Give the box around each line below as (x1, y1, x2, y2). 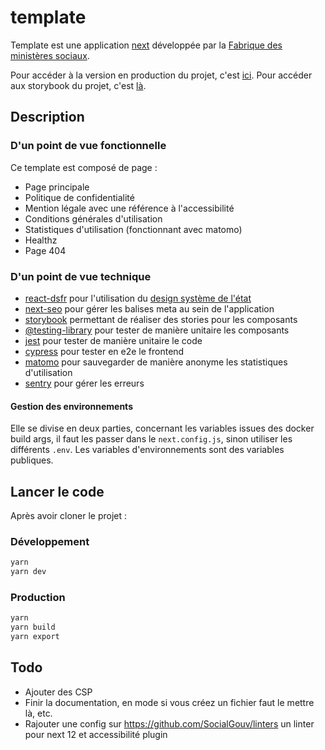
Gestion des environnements (10, 400, 133, 412)
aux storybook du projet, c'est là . (10, 79, 147, 91)
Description (10, 109, 85, 126)
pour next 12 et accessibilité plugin (24, 728, 168, 740)
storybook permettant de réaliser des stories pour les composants (24, 313, 298, 325)
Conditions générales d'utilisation (24, 212, 163, 225)
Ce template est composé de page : (10, 161, 158, 173)
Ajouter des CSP (24, 686, 93, 698)
